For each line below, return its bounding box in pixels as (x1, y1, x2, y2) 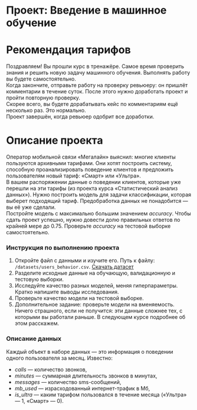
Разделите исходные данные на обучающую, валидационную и (14, 270, 176, 277)
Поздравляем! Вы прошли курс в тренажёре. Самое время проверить (6, 63, 185, 70)
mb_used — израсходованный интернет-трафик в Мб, (14, 385, 150, 392)
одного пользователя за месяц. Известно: (6, 354, 113, 361)
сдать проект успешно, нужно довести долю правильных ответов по (6, 217, 180, 224)
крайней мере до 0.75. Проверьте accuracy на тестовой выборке (6, 222, 171, 230)
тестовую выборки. (14, 276, 64, 283)
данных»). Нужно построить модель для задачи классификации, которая (6, 191, 192, 198)
